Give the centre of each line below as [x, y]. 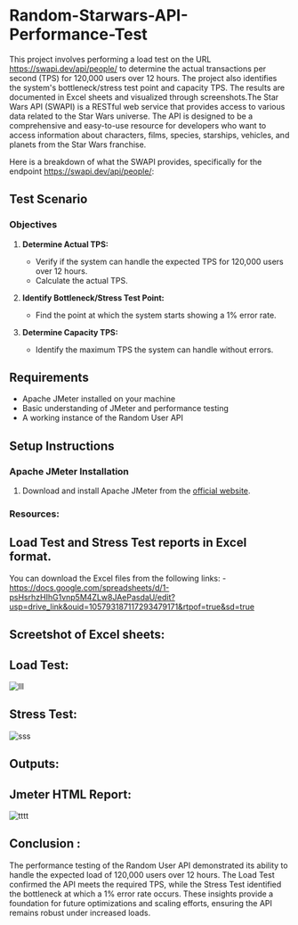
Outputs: [34, 764]
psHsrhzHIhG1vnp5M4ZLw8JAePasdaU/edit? [93, 597]
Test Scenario [48, 199]
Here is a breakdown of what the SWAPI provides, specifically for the [136, 161]
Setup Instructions [62, 446]
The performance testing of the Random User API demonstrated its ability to [149, 865]
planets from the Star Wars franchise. [78, 145]
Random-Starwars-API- [99, 16]
